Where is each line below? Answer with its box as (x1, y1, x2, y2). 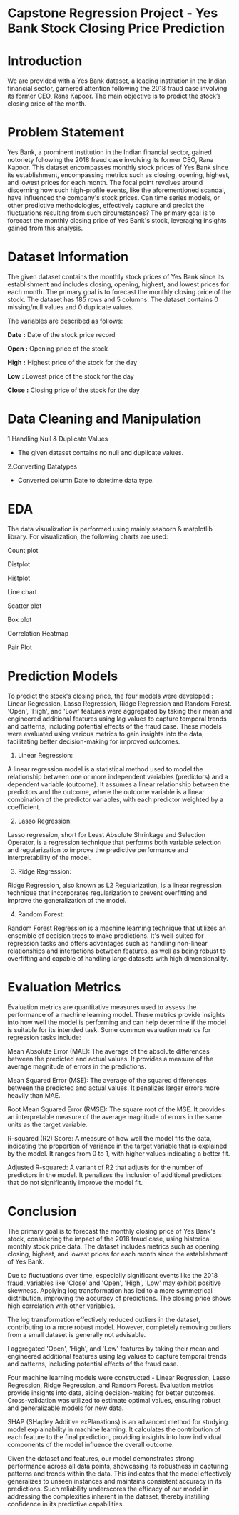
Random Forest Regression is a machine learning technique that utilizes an (7, 924, 227, 932)
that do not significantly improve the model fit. (7, 1178, 143, 1186)
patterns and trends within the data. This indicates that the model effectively (7, 1469, 232, 1478)
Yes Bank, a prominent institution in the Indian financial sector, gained (7, 148, 212, 156)
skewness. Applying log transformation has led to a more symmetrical (7, 1286, 213, 1294)
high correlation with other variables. (7, 1301, 116, 1310)
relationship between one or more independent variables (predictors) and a (7, 772, 228, 781)
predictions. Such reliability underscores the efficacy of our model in (7, 1484, 209, 1493)
